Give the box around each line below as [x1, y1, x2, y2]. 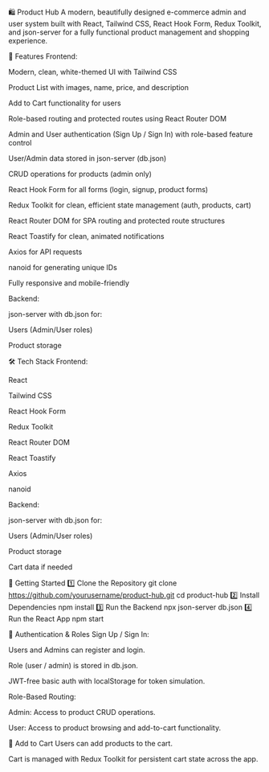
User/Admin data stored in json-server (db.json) [8, 154, 167, 163]
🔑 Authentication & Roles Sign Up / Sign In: [8, 630, 150, 639]
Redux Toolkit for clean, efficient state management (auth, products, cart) [8, 200, 251, 210]
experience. [8, 36, 48, 45]
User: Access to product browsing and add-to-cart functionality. [8, 723, 222, 733]
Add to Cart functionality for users [8, 98, 122, 108]
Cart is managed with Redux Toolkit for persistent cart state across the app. [8, 754, 259, 763]
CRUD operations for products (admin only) [8, 169, 153, 179]
